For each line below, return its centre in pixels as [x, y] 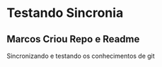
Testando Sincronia [65, 13]
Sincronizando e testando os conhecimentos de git [81, 56]
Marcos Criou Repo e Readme [73, 39]
